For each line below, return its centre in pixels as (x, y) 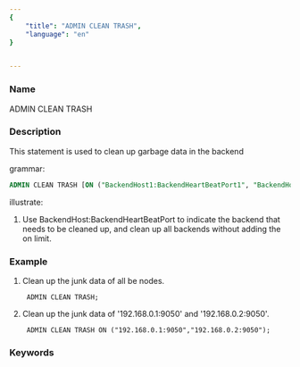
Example (29, 262)
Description (35, 132)
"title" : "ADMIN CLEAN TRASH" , (83, 26)
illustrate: (26, 202)
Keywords (32, 352)
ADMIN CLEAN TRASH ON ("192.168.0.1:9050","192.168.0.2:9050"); (148, 330)
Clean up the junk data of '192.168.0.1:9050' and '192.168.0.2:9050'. (146, 314)
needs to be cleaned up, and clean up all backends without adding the (151, 229)
